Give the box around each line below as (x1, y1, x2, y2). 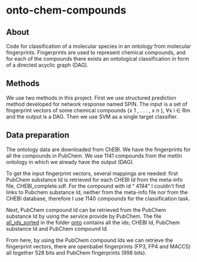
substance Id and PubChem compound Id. (6, 225, 109, 232)
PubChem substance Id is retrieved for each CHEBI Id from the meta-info (6, 176, 183, 183)
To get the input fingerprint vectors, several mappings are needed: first (6, 169, 178, 177)
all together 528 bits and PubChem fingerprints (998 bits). (6, 249, 147, 256)
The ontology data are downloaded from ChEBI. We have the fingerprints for (6, 146, 191, 153)
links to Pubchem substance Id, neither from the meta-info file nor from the (6, 188, 188, 195)
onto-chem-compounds (6, 4, 126, 17)
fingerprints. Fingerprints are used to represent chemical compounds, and (6, 49, 186, 56)
